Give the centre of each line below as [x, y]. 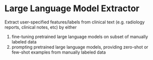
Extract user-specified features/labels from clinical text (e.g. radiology [75, 22]
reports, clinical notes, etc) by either [41, 27]
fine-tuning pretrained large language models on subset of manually [80, 37]
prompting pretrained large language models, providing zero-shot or [80, 47]
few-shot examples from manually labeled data [59, 52]
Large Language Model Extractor [72, 9]
